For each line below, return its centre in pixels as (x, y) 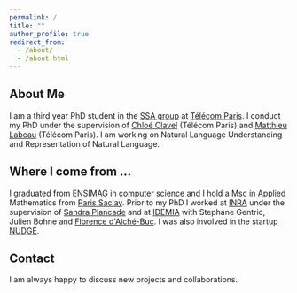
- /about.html (43, 58)
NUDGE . (24, 230)
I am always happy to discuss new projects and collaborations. (123, 280)
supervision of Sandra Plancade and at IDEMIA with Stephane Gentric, (137, 212)
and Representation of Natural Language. (85, 143)
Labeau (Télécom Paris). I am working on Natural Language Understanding (146, 135)
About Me (37, 94)
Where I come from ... (70, 172)
